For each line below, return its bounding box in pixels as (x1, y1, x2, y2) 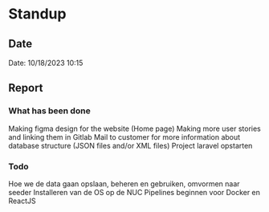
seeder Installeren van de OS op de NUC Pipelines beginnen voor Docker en (8, 187, 261, 197)
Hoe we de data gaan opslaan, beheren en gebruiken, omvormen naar (8, 178, 240, 189)
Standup (8, 5, 67, 23)
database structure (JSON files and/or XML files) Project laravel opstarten (8, 141, 253, 150)
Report (8, 81, 43, 95)
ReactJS (8, 196, 36, 206)
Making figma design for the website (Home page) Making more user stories (8, 124, 261, 133)
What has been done (8, 105, 91, 116)
